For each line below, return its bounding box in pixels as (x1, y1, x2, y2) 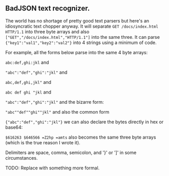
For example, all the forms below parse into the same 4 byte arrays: (5, 49, 148, 55)
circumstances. (5, 155, 38, 161)
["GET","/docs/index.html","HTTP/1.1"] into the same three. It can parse (5, 34, 160, 40)
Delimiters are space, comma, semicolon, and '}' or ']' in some (5, 149, 137, 156)
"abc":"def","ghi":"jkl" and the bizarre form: (5, 99, 104, 105)
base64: (5, 124, 23, 130)
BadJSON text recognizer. (5, 4, 90, 13)
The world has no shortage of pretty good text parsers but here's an (5, 17, 150, 24)
